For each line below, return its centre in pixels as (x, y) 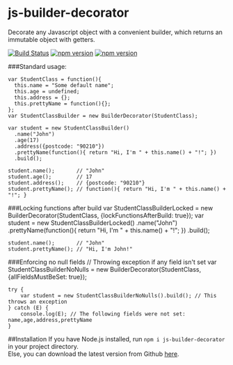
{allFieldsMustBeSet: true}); (48, 277)
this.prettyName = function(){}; (63, 103)
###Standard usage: (37, 66)
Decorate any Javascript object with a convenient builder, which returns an (115, 32)
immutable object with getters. (52, 39)
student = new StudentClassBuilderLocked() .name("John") (93, 223)
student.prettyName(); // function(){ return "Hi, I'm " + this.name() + (117, 189)
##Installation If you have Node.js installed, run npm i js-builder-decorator (116, 339)
